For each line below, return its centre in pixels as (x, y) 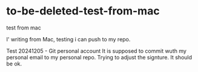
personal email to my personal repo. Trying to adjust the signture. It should (99, 57)
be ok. (14, 64)
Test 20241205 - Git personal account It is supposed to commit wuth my (96, 51)
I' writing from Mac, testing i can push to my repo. (68, 39)
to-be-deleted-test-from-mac (83, 11)
